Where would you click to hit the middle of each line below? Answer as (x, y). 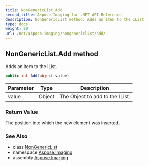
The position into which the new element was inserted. (63, 123)
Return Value (22, 112)
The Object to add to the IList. (95, 96)
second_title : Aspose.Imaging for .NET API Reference (64, 15)
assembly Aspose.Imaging (40, 158)
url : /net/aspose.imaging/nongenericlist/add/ (55, 34)
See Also (17, 136)
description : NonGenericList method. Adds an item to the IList (75, 19)
